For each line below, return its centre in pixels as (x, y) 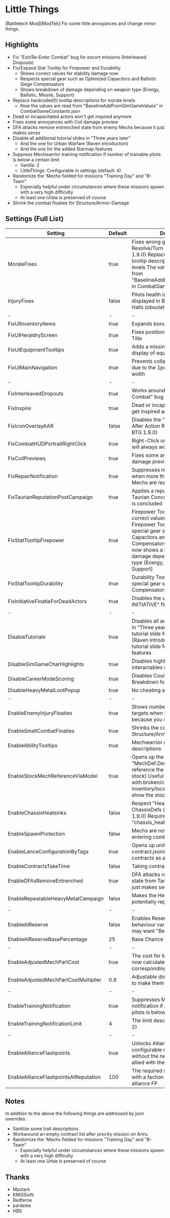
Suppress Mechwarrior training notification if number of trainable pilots (87, 154)
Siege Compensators (42, 84)
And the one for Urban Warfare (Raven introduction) (74, 143)
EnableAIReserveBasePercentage (48, 939)
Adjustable (144, 977)
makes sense (26, 133)
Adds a (140, 347)
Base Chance (147, 939)
